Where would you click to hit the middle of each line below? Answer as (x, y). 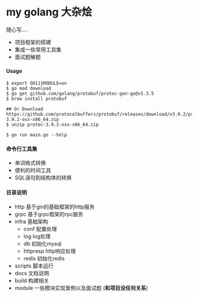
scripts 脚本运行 (34, 266)
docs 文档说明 (32, 273)
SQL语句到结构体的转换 (43, 178)
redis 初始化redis (44, 258)
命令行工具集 (22, 149)
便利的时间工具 (33, 170)
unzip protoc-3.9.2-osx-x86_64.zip (55, 125)
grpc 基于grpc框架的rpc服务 (49, 214)
